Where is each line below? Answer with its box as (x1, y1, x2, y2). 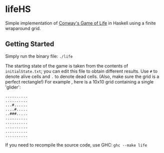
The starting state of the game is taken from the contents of (5, 62, 128, 68)
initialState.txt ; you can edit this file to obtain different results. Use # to (5, 68, 157, 74)
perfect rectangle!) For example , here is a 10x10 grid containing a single (5, 78, 154, 84)
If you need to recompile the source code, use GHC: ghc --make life (5, 141, 147, 148)
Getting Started (5, 40, 54, 48)
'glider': (5, 84, 21, 90)
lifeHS (5, 3, 31, 15)
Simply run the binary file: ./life (5, 53, 73, 59)
